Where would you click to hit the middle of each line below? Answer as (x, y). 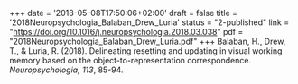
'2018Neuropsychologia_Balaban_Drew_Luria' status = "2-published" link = (149, 22)
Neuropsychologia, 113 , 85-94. (66, 70)
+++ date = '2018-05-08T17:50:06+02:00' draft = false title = (123, 13)
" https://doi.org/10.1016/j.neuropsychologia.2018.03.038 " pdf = (126, 32)
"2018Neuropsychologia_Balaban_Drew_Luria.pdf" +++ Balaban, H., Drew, (148, 41)
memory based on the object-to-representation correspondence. (130, 60)
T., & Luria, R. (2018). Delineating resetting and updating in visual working (146, 51)
